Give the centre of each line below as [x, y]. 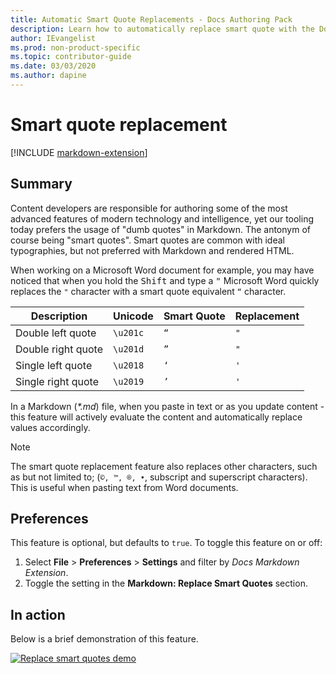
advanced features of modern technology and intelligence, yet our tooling [162, 218]
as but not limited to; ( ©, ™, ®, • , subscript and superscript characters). [159, 477]
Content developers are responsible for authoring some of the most [149, 208]
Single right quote [57, 381]
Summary [41, 184]
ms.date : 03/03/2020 [53, 66]
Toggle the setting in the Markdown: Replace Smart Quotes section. [166, 583]
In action [38, 614]
